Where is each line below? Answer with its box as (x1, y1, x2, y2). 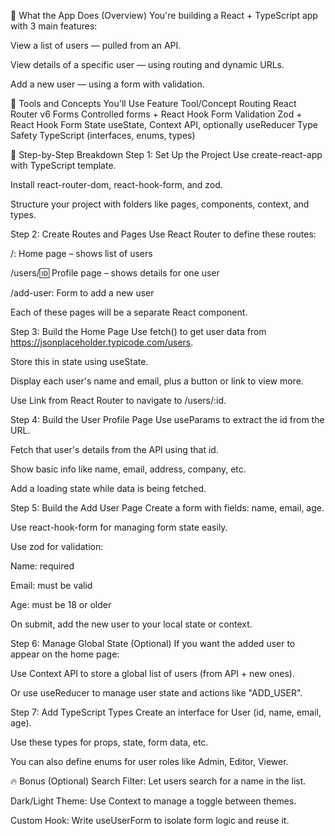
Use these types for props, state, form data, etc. (10, 736, 209, 748)
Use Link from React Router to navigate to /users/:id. (10, 395, 227, 406)
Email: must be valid (10, 580, 93, 591)
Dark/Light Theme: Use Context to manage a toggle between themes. (10, 795, 297, 807)
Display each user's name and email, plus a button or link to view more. (10, 375, 304, 387)
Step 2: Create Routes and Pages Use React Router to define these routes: (10, 228, 317, 240)
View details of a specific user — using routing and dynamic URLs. (10, 59, 285, 70)
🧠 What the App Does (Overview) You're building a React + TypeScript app (10, 10, 318, 21)
